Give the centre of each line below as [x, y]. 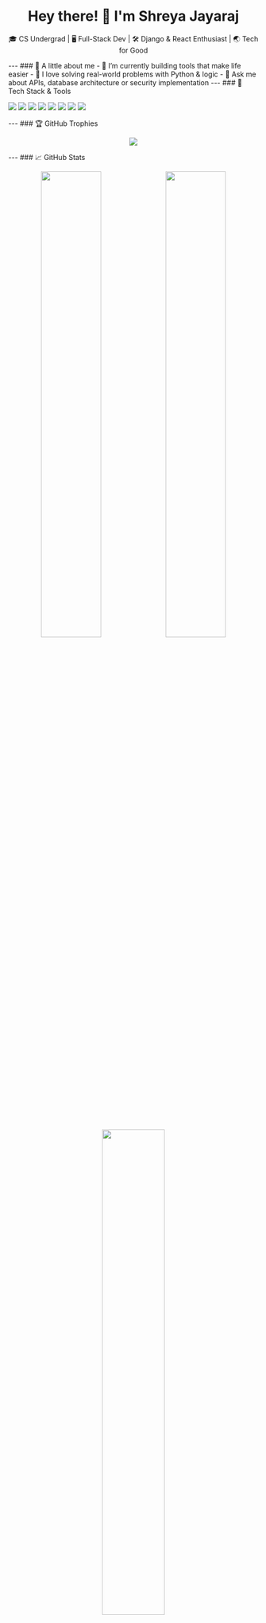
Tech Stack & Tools [40, 91]
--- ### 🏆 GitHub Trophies [53, 123]
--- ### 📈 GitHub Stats [47, 157]
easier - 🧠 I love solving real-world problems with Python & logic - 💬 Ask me [132, 74]
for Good [133, 50]
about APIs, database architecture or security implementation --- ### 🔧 [125, 82]
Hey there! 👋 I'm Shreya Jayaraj [133, 16]
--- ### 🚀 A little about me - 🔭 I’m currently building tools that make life [125, 65]
